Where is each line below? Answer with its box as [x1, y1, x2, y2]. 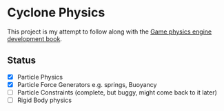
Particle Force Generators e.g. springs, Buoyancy [17, 80, 157, 88]
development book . [7, 34, 62, 42]
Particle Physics [17, 73, 63, 81]
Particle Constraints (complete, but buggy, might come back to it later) [17, 88, 217, 97]
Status [7, 55, 37, 66]
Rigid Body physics [17, 96, 72, 104]
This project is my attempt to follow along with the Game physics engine [7, 27, 212, 36]
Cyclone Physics [7, 5, 105, 21]
